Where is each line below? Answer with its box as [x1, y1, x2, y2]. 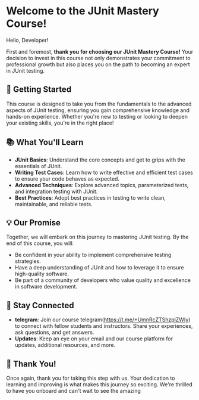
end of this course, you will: [6, 240, 74, 247]
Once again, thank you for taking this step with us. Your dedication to [6, 374, 175, 382]
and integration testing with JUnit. [14, 188, 98, 195]
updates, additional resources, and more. [14, 342, 116, 349]
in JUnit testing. [6, 67, 45, 74]
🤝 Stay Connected [6, 300, 74, 311]
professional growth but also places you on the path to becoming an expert [6, 61, 190, 68]
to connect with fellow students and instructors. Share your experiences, [14, 323, 193, 330]
